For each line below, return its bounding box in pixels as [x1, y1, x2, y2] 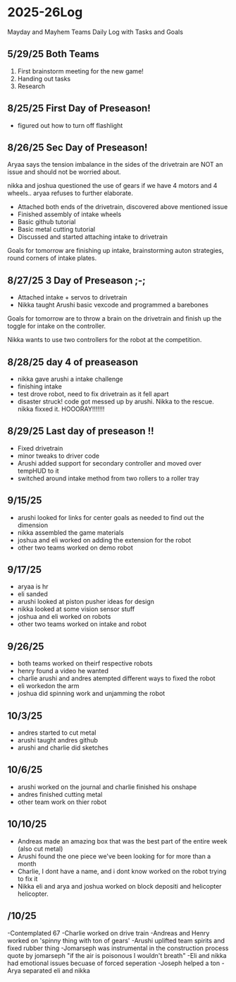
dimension [17, 521, 48, 529]
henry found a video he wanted [17, 667, 109, 675]
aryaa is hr [17, 582, 49, 591]
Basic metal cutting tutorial [17, 225, 96, 234]
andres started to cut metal [17, 728, 97, 737]
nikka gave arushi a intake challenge [17, 375, 123, 383]
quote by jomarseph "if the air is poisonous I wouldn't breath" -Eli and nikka [7, 951, 227, 959]
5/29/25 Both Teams [7, 48, 100, 60]
